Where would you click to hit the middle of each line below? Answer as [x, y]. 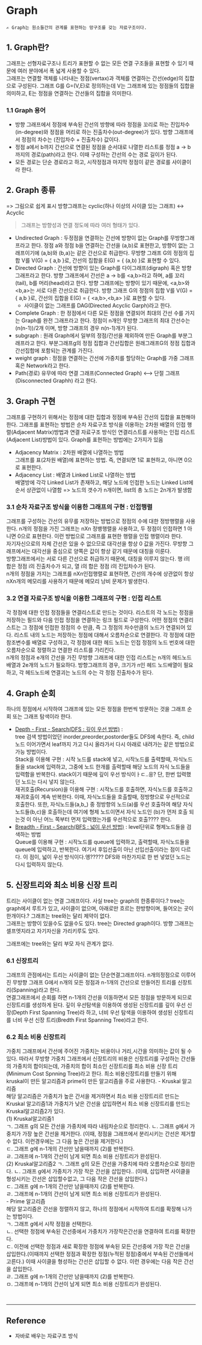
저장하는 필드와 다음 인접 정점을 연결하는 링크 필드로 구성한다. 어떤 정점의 [92, 620]
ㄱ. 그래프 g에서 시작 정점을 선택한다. [50, 1224]
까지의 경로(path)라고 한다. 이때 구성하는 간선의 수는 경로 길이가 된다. [96, 154]
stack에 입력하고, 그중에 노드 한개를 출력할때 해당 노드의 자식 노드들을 [108, 767]
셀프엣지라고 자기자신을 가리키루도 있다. [53, 931]
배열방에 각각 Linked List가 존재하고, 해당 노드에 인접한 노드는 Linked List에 [104, 482]
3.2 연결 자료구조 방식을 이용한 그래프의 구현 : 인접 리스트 [84, 598]
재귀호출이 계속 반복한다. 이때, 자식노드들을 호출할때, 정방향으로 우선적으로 [103, 797]
